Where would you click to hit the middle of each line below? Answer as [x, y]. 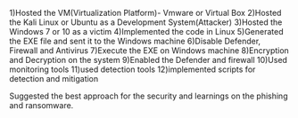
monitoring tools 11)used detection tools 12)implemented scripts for [132, 69]
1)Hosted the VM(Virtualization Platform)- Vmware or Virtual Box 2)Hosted [145, 13]
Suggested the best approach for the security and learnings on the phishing [149, 96]
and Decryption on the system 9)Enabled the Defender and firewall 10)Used [149, 60]
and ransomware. [41, 105]
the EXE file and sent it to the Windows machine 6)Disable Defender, [135, 41]
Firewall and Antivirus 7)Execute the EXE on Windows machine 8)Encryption [149, 51]
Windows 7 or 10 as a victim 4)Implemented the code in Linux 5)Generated [146, 31]
